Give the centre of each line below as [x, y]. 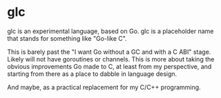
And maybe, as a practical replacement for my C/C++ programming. [104, 87]
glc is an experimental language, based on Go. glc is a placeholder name [110, 31]
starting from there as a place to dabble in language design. [92, 74]
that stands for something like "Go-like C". [67, 38]
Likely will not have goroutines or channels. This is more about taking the [111, 59]
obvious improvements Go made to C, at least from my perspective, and [109, 66]
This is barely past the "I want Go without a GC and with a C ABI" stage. [109, 52]
